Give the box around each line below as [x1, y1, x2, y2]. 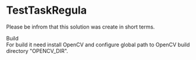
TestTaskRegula [6, 4, 87, 17]
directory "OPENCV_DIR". [6, 47, 68, 54]
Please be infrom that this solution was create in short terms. [6, 23, 155, 30]
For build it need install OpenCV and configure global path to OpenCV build [6, 41, 190, 48]
